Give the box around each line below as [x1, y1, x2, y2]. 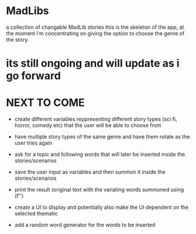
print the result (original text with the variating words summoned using [14, 186, 184, 193]
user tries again [14, 139, 53, 146]
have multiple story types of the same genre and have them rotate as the [14, 133, 190, 141]
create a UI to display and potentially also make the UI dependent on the [14, 204, 189, 211]
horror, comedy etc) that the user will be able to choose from [14, 122, 162, 129]
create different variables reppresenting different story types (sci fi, [14, 116, 177, 123]
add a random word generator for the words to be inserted [14, 222, 156, 229]
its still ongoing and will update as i [6, 57, 180, 70]
